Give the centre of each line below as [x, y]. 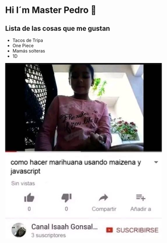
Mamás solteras [29, 51]
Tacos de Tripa [28, 40]
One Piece [23, 46]
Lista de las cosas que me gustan [58, 29]
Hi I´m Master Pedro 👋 [51, 10]
